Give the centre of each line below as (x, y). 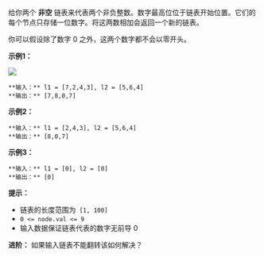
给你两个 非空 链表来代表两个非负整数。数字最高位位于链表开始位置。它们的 (132, 12)
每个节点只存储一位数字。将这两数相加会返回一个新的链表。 (106, 22)
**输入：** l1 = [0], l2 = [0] (58, 169)
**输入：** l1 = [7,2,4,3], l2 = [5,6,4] (76, 87)
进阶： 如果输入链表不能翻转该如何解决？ (76, 245)
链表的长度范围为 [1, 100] (64, 210)
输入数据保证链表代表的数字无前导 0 (79, 228)
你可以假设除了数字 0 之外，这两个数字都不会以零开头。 (99, 39)
